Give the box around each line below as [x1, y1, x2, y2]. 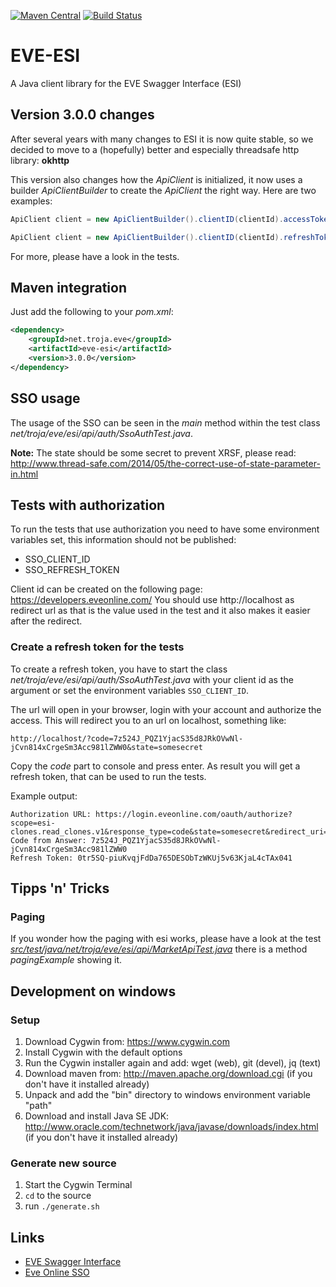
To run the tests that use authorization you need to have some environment [10, 523, 320, 535]
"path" [24, 1099, 53, 1111]
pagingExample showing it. [10, 954, 123, 966]
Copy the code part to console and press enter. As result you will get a [10, 760, 301, 772]
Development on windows [10, 983, 177, 1000]
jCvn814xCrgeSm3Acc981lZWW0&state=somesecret [10, 742, 203, 752]
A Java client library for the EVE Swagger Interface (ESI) [10, 77, 242, 89]
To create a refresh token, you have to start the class [10, 663, 228, 675]
